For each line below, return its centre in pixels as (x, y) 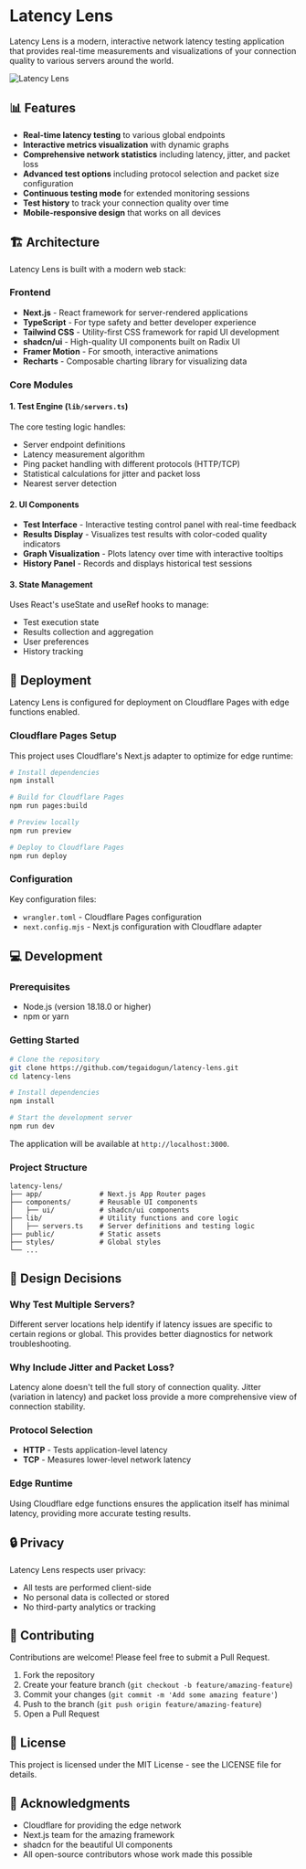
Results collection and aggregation (88, 632)
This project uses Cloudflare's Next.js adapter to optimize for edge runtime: (152, 756)
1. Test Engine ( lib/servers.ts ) (69, 407)
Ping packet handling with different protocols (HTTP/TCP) (131, 463)
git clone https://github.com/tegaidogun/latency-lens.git (124, 1067)
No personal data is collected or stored (96, 1597)
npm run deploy (38, 855)
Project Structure (48, 1167)
